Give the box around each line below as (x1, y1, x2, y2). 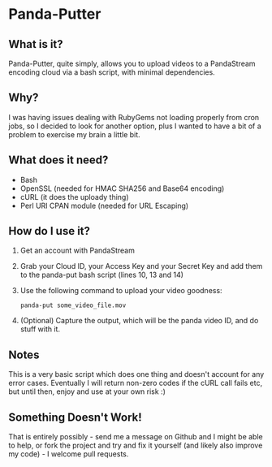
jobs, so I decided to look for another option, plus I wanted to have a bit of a (8, 121, 261, 131)
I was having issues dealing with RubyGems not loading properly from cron (8, 112, 260, 122)
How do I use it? (8, 224, 91, 238)
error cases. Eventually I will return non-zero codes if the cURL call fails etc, (8, 378, 262, 388)
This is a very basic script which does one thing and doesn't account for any (8, 370, 265, 379)
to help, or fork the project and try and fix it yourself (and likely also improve (8, 440, 263, 451)
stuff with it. (19, 324, 61, 334)
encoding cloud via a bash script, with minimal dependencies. (8, 67, 215, 77)
